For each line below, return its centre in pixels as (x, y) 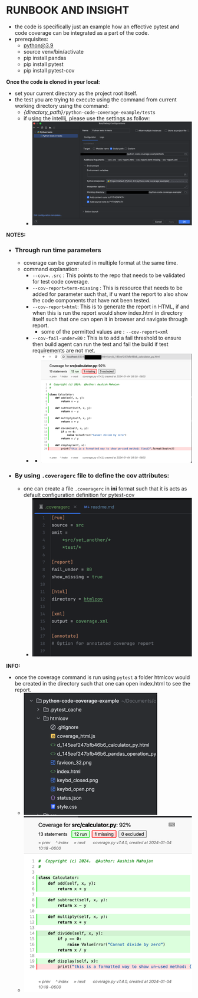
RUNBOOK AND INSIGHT (68, 10)
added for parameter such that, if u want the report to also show (110, 294)
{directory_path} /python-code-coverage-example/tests (90, 112)
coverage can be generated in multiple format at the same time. (101, 263)
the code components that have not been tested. (91, 301)
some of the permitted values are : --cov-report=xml (105, 332)
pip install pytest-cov (49, 70)
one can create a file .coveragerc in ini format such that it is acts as (105, 488)
